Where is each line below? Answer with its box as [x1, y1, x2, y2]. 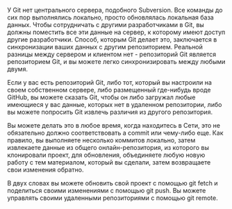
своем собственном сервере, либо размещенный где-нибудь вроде [7, 86, 211, 94]
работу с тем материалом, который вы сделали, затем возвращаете [7, 158, 211, 166]
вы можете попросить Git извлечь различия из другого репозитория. [7, 108, 213, 116]
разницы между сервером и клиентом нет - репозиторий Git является [7, 50, 217, 58]
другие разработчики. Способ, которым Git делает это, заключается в [7, 35, 217, 44]
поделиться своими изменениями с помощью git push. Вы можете [7, 187, 206, 194]
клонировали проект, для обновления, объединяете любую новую [7, 151, 206, 159]
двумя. [7, 65, 28, 73]
